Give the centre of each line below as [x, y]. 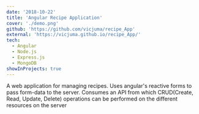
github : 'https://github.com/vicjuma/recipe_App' [71, 29]
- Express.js [28, 57]
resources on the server [37, 105]
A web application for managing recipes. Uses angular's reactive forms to [99, 86]
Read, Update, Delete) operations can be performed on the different [92, 99]
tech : [13, 40]
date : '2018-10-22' [31, 12]
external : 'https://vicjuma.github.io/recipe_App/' [73, 35]
